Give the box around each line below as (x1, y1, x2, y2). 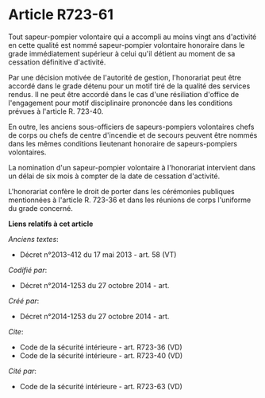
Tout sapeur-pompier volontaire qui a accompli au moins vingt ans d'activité (8, 32, 257, 41)
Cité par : (8, 366, 37, 376)
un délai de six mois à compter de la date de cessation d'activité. (8, 171, 221, 181)
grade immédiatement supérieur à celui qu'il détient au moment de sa (8, 49, 236, 58)
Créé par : (8, 296, 40, 306)
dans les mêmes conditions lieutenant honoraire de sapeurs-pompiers (8, 139, 238, 148)
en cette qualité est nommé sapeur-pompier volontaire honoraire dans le (8, 40, 245, 49)
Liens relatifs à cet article (8, 219, 94, 228)
